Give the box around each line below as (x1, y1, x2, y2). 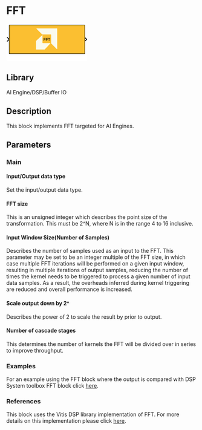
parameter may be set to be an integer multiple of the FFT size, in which (6, 253, 186, 261)
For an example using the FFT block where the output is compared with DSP (6, 376, 197, 383)
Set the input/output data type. (6, 186, 83, 194)
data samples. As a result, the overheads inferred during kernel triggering (6, 279, 189, 287)
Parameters (6, 140, 51, 150)
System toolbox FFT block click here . (6, 382, 99, 389)
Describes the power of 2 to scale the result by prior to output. (6, 313, 162, 321)
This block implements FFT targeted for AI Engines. (6, 122, 134, 129)
